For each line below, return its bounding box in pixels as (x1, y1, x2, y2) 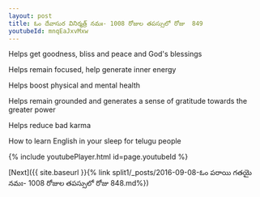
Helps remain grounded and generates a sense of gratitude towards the (8, 96, 248, 106)
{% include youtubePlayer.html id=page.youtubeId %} (8, 152, 189, 162)
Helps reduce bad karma (8, 121, 92, 131)
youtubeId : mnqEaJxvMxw (8, 27, 89, 35)
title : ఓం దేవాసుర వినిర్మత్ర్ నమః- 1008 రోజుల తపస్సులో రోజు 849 (8, 19, 203, 28)
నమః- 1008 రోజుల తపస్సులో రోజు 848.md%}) (8, 178, 150, 188)
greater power (8, 105, 56, 114)
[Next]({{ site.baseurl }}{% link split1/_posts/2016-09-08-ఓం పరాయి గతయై (8, 168, 253, 178)
